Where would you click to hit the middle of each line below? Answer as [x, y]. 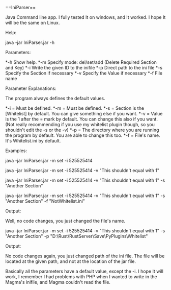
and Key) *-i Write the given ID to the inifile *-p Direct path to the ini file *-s [84, 68]
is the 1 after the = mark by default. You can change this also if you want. [81, 119]
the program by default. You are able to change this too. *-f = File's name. [83, 135]
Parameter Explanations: [31, 88]
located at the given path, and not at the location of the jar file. [71, 261]
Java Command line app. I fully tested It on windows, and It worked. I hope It [85, 17]
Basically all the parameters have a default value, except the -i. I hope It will [84, 271]
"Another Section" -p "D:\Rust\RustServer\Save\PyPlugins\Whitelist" [77, 236]
